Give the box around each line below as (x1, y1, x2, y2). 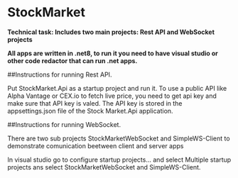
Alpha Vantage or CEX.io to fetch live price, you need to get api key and (7, 91, 217, 100)
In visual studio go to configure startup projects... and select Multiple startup (7, 155, 232, 164)
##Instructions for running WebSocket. (7, 120, 121, 128)
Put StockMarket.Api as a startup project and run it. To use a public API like (7, 84, 227, 92)
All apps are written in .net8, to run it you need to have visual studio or (7, 49, 218, 57)
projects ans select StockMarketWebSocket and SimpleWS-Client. (7, 162, 201, 171)
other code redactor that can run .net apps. (7, 56, 138, 65)
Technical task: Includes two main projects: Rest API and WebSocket (7, 28, 215, 36)
